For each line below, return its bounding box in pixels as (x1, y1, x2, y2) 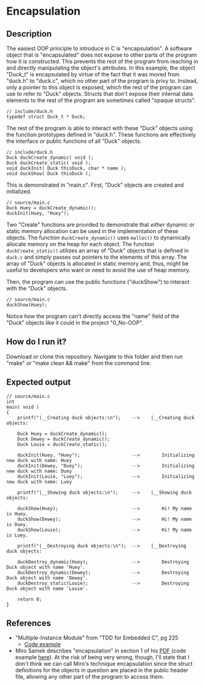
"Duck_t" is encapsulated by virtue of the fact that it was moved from (6, 71, 180, 78)
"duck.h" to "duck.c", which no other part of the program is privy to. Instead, (6, 78, 199, 84)
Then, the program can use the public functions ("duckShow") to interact (6, 278, 190, 285)
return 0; (17, 596, 43, 602)
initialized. (6, 188, 32, 195)
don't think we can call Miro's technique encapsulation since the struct (15, 660, 193, 668)
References (6, 618, 51, 629)
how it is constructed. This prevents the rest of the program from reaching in (6, 58, 199, 65)
